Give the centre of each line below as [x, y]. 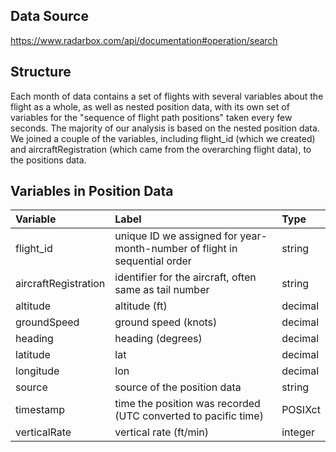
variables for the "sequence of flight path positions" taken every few [151, 117]
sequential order [153, 261]
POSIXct [301, 410]
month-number [151, 249]
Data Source [49, 16]
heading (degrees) [158, 339]
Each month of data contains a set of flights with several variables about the [167, 96]
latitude [33, 355]
